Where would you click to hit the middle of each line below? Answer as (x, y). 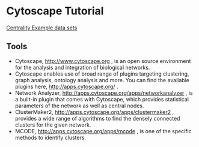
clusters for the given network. (53, 125)
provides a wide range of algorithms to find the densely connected (97, 118)
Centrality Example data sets (42, 28)
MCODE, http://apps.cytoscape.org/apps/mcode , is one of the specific (103, 131)
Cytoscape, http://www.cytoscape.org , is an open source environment (103, 61)
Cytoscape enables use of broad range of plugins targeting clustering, (102, 74)
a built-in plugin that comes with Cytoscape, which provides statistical (102, 99)
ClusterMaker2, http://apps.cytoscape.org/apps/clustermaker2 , (94, 112)
